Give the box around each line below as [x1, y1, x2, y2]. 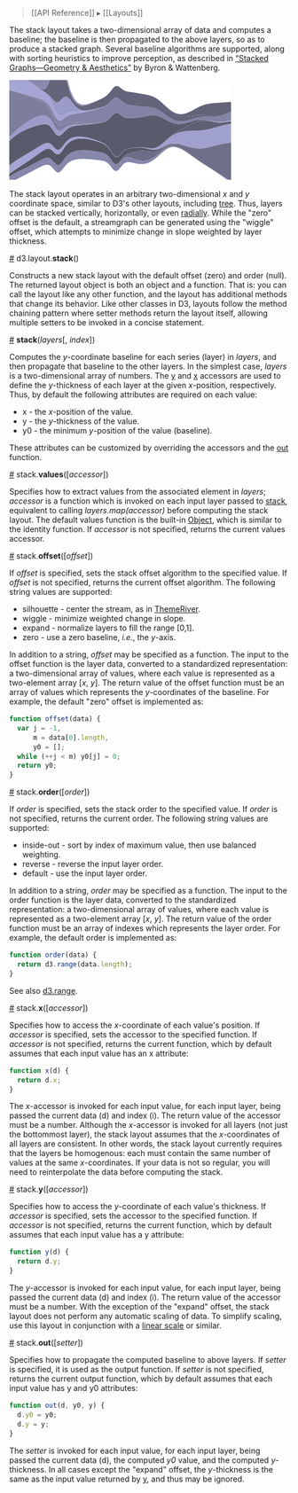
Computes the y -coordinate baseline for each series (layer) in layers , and [9, 352, 277, 362]
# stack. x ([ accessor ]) [9, 1002, 89, 1013]
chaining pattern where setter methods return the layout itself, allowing [9, 308, 269, 318]
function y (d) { [9, 1247, 69, 1257]
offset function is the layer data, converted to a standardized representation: [9, 659, 288, 668]
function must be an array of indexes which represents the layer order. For [9, 923, 281, 934]
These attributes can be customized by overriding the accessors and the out [9, 442, 289, 453]
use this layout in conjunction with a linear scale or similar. [9, 1320, 222, 1331]
